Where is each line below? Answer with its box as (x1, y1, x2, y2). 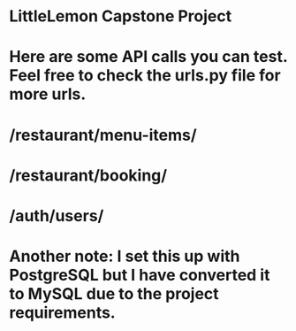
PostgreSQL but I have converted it (9, 266, 270, 285)
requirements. (9, 303, 117, 323)
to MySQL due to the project (9, 284, 219, 304)
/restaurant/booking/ (9, 165, 168, 185)
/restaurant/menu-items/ (9, 125, 197, 145)
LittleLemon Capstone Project (9, 6, 232, 27)
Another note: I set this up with (9, 246, 240, 266)
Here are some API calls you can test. (9, 47, 288, 67)
